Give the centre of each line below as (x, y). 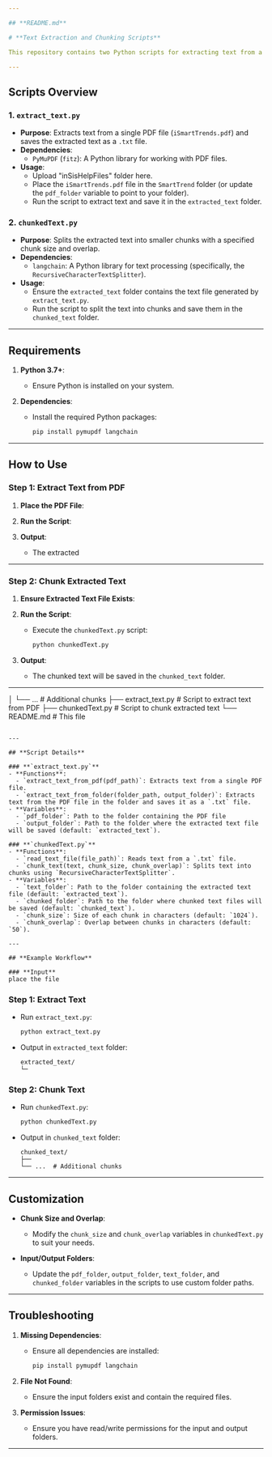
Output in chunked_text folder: (70, 1137)
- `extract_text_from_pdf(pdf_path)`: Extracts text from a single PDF (139, 781)
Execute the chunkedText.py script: (90, 630)
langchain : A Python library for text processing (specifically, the (138, 266)
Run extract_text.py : (56, 1017)
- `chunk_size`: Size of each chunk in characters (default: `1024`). (137, 915)
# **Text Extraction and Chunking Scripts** (85, 37)
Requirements (45, 350)
